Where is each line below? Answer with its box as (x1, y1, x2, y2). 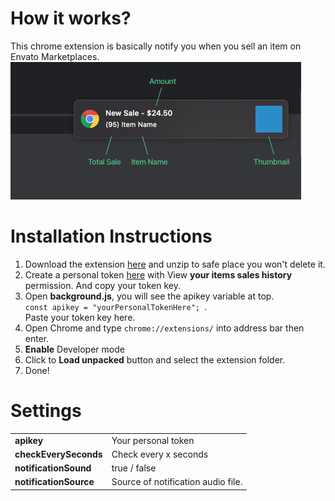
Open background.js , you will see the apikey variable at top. (24, 290, 275, 302)
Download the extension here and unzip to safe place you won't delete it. (24, 258, 326, 270)
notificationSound (14, 462, 92, 474)
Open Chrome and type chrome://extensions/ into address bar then (24, 322, 305, 334)
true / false (111, 462, 157, 474)
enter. (24, 332, 50, 344)
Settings (10, 400, 82, 422)
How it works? (10, 7, 132, 30)
